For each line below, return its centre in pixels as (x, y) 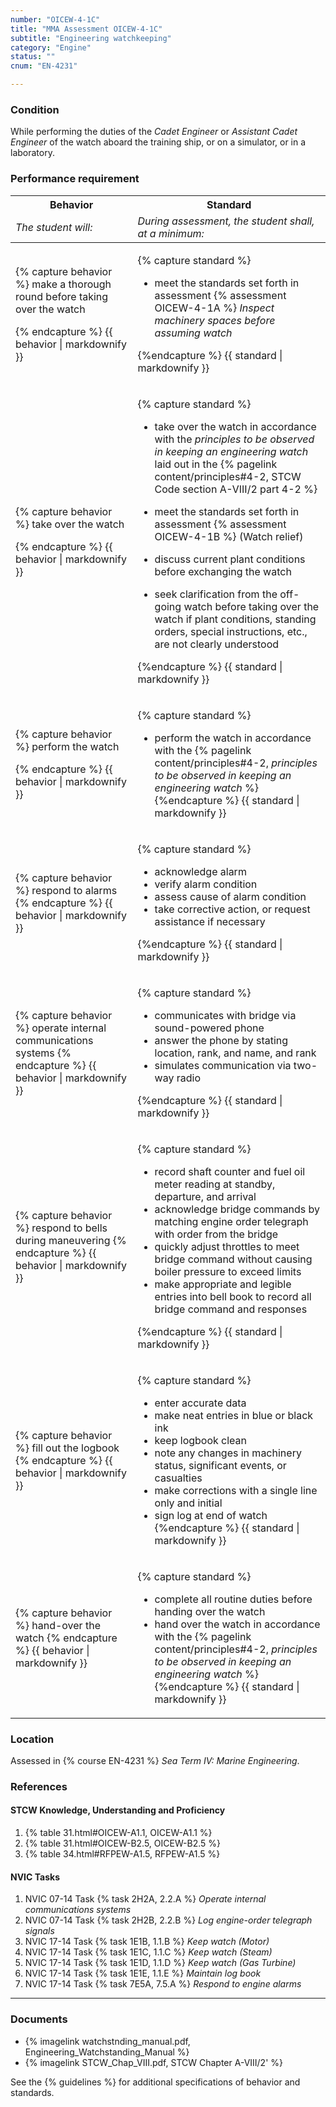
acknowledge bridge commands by (237, 1209)
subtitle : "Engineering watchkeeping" (91, 38)
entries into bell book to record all (233, 1296)
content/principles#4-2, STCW (228, 476)
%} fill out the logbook (67, 1448)
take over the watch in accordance (235, 426)
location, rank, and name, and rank (235, 1053)
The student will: (54, 227)
